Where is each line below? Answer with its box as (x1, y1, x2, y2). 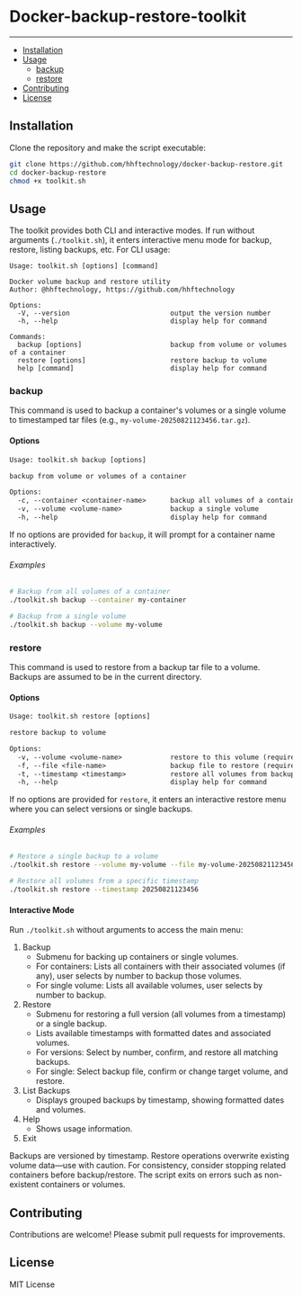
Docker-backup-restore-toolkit (9, 6, 247, 27)
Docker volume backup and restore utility (9, 277, 171, 287)
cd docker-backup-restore (9, 168, 106, 177)
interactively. (9, 538, 57, 550)
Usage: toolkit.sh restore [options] (9, 712, 151, 721)
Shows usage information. (35, 1123, 133, 1134)
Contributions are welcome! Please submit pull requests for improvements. (9, 1229, 286, 1239)
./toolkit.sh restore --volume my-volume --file (9, 861, 195, 870)
